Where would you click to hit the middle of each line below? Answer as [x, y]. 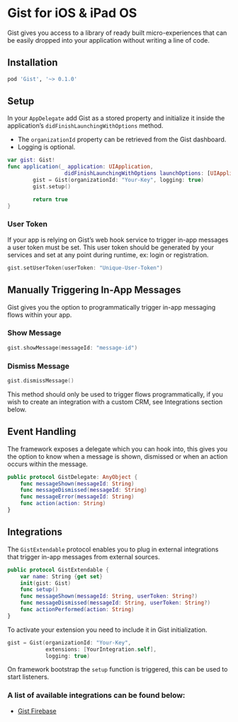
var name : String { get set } [61, 576]
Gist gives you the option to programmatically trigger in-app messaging [112, 307]
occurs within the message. [48, 464]
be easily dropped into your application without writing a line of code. [109, 40]
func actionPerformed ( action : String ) [77, 610]
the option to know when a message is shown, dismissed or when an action [118, 456]
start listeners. [28, 677]
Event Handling [42, 432]
